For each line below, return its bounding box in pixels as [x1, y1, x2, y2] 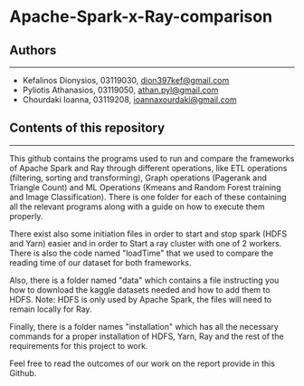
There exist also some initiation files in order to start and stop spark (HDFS [9, 228, 288, 239]
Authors [9, 43, 57, 58]
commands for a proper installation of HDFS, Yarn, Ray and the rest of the [9, 331, 284, 342]
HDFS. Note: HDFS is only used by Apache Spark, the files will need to [9, 294, 272, 304]
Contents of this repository [9, 121, 166, 136]
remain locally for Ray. [9, 304, 92, 314]
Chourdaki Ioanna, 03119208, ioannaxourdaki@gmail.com [22, 94, 237, 105]
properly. [9, 210, 43, 221]
